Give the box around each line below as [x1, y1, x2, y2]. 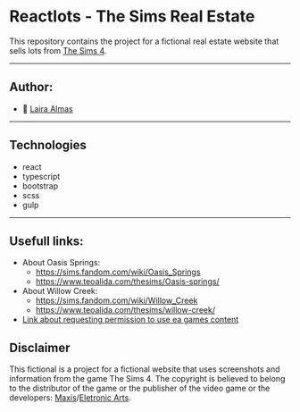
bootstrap [21, 181, 59, 191]
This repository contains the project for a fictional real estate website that [9, 36, 279, 46]
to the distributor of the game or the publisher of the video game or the [9, 383, 271, 394]
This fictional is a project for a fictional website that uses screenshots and [9, 364, 280, 374]
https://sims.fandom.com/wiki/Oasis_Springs [35, 266, 201, 278]
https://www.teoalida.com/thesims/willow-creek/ [35, 305, 216, 315]
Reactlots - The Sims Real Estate [9, 6, 255, 27]
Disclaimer [9, 340, 71, 355]
